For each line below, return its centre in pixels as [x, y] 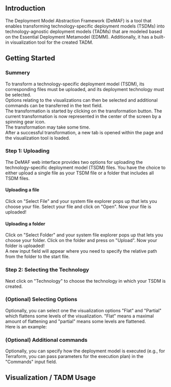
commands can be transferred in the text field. [54, 105]
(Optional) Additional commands [47, 340]
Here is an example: [26, 326]
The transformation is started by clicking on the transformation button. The [84, 111]
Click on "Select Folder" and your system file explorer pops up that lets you [84, 235]
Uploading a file [22, 190]
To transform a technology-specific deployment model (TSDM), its [75, 84]
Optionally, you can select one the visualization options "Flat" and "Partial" [83, 310]
